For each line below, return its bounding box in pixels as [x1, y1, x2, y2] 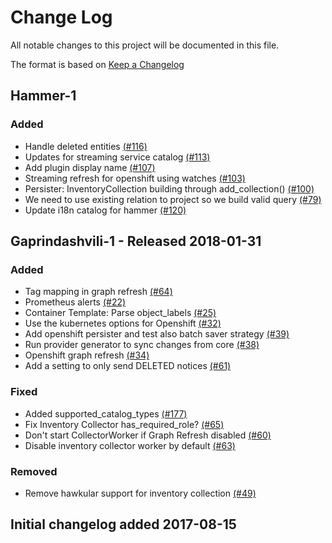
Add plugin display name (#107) [24, 161, 156, 173]
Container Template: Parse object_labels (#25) [24, 307, 217, 319]
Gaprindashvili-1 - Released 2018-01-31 [10, 233, 262, 250]
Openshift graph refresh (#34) [24, 349, 150, 361]
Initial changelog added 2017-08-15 [10, 516, 237, 533]
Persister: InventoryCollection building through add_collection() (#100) [24, 182, 315, 195]
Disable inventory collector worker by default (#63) [24, 439, 236, 451]
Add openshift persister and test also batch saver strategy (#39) [24, 328, 290, 340]
